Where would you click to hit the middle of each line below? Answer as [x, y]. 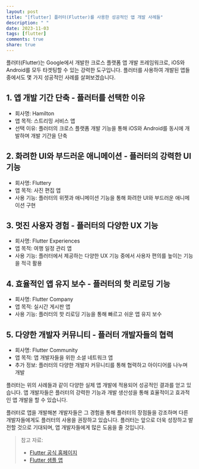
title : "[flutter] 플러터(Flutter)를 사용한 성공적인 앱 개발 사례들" [85, 17]
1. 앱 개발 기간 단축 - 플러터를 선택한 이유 [76, 98]
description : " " [28, 23]
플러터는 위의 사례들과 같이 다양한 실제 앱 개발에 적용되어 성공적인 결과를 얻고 [96, 385]
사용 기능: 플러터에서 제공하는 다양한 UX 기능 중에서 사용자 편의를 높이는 [98, 256]
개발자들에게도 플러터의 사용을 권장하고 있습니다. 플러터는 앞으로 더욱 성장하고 [97, 420]
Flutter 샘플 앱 [46, 460]
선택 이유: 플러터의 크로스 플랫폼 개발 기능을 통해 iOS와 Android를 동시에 [99, 128]
